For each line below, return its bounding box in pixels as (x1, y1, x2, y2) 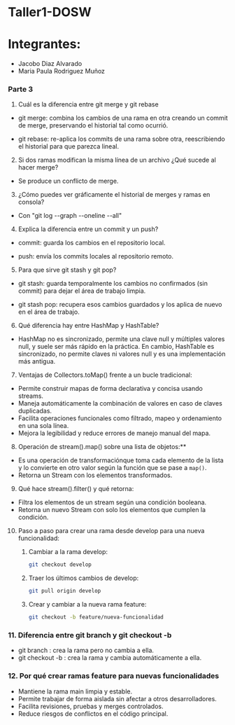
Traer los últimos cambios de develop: (28, 574, 139, 582)
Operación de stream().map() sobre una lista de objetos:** (17, 443, 187, 451)
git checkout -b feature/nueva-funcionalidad (28, 614, 164, 621)
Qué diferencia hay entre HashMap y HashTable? (17, 322, 159, 330)
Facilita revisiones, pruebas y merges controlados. (17, 702, 164, 710)
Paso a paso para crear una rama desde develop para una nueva (17, 527, 205, 535)
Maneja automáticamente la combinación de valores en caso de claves (17, 399, 222, 408)
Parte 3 (8, 85, 34, 95)
